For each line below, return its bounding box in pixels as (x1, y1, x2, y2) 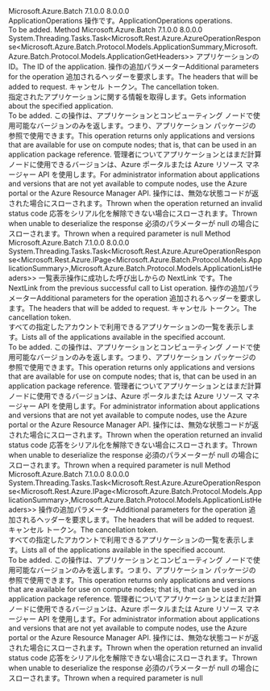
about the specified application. (8, 101, 114, 111)
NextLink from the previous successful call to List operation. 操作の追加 (8, 283, 246, 292)
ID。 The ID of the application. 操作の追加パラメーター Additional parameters (8, 62, 260, 71)
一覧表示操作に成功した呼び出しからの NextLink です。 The (38, 273, 232, 283)
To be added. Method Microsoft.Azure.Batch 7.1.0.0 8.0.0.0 (8, 25, 203, 34)
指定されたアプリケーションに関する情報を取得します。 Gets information (8, 92, 247, 102)
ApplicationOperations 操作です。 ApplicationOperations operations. (8, 16, 233, 25)
